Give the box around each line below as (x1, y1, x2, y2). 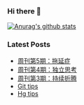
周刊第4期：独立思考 (17, 65, 77, 73)
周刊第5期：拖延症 (17, 56, 71, 65)
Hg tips (17, 89, 38, 97)
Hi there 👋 (7, 6, 42, 16)
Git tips (17, 82, 38, 90)
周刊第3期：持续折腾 (17, 73, 77, 83)
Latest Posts (7, 40, 51, 50)
